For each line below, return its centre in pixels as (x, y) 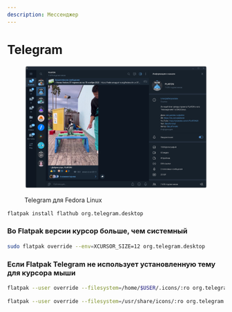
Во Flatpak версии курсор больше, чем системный (97, 231)
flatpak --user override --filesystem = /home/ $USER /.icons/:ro (98, 288)
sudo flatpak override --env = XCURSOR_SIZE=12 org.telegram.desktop (106, 246)
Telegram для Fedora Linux (63, 200)
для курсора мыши (41, 273)
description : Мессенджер (43, 15)
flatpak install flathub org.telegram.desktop (75, 213)
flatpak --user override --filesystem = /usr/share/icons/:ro (96, 301)
